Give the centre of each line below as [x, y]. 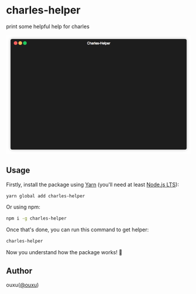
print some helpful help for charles [48, 26]
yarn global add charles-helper [45, 196]
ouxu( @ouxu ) [23, 285]
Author [19, 271]
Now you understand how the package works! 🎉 [64, 252]
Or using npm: [23, 207]
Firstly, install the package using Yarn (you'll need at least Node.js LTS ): [92, 184]
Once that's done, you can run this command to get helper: [77, 230]
